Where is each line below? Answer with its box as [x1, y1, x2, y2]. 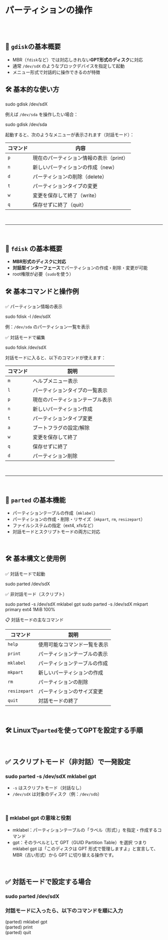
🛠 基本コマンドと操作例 [5, 287, 79, 295]
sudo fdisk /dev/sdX [5, 344, 46, 350]
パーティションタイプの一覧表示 [32, 387, 108, 394]
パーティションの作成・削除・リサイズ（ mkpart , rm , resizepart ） [12, 516, 145, 522]
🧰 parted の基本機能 [5, 496, 66, 504]
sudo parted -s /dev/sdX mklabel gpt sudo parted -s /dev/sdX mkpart [5, 601, 148, 607]
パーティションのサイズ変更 [38, 688, 103, 695]
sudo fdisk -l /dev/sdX [5, 313, 51, 320]
